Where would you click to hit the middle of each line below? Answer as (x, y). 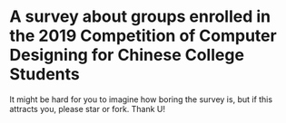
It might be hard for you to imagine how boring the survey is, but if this (141, 99)
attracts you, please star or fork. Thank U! (88, 109)
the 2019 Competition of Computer (143, 36)
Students (44, 75)
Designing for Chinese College (127, 55)
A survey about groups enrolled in (140, 17)
